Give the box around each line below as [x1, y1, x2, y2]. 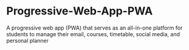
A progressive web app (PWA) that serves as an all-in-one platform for [6, 24, 183, 31]
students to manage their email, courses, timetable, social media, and [6, 30, 180, 37]
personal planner [6, 37, 49, 44]
